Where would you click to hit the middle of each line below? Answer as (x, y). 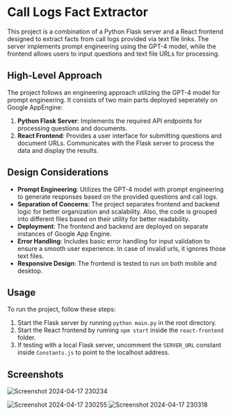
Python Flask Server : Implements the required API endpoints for (110, 121)
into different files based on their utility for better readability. (103, 219)
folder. (26, 338)
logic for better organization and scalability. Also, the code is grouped (117, 211)
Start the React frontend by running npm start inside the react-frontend (120, 330)
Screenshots (35, 374)
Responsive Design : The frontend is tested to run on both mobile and (117, 263)
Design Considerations (58, 173)
